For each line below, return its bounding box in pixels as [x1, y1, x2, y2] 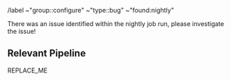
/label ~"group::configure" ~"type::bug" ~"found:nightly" [7, 6, 174, 14]
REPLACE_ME [7, 66, 48, 75]
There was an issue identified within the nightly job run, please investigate [7, 20, 225, 27]
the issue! [7, 27, 36, 35]
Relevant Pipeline [7, 47, 87, 59]
